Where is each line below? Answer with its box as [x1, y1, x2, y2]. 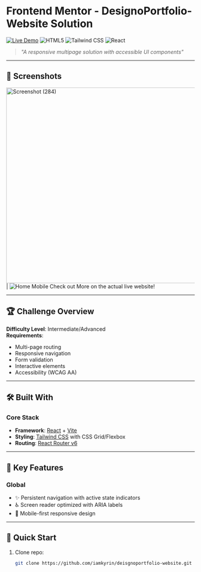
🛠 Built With [6, 392, 54, 402]
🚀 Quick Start [6, 533, 57, 543]
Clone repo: [14, 549, 44, 556]
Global [6, 480, 26, 489]
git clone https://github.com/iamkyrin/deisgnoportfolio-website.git [14, 560, 193, 566]
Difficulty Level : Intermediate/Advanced [6, 325, 106, 333]
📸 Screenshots [6, 71, 62, 81]
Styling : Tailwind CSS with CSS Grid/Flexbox [14, 433, 126, 440]
